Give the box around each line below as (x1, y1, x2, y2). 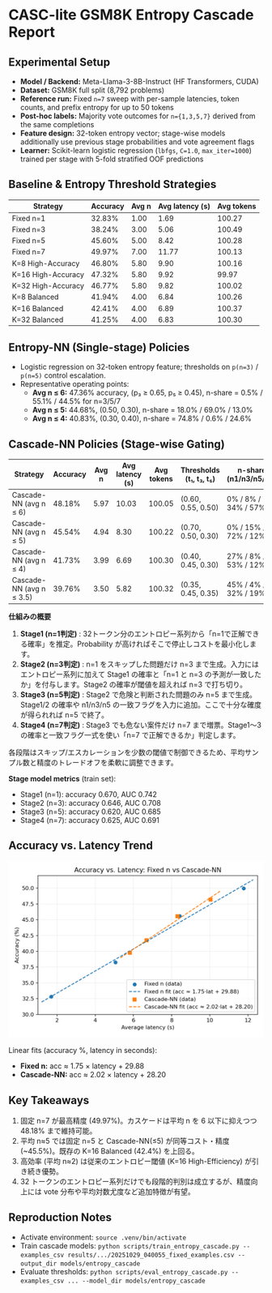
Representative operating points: (19, 379, 130, 389)
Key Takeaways (8, 1093, 90, 1107)
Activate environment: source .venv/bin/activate (19, 1232, 187, 1242)
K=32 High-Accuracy (11, 281, 85, 291)
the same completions (19, 120, 95, 129)
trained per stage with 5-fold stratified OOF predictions (19, 154, 204, 164)
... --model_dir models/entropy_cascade (67, 1277, 206, 1285)
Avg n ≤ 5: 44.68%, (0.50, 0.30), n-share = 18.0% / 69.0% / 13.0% (32, 405, 253, 415)
